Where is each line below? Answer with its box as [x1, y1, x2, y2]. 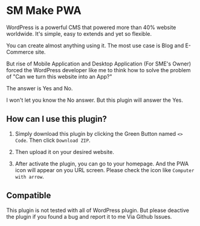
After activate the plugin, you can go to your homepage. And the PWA [15, 160, 189, 167]
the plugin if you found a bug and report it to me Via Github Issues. [6, 213, 172, 220]
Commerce [6, 48, 34, 55]
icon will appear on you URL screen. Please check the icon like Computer [15, 166, 195, 173]
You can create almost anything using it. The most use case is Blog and [6, 42, 184, 49]
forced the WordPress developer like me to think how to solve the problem [6, 66, 192, 73]
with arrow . [15, 173, 44, 180]
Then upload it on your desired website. [15, 148, 115, 155]
